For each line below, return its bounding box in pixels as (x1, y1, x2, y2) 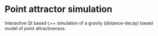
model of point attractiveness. (4, 25, 66, 31)
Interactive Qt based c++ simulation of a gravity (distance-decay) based (4, 20, 153, 26)
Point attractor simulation (4, 3, 113, 15)
